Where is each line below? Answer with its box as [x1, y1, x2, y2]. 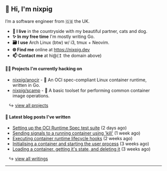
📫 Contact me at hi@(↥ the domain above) [12, 52, 102, 58]
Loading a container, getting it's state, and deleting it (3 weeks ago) [12, 146, 151, 152]
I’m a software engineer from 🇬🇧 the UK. [5, 18, 90, 24]
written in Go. [12, 82, 40, 88]
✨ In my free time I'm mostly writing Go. [12, 33, 95, 39]
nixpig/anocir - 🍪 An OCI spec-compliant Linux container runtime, [12, 77, 147, 83]
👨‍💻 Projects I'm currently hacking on [5, 66, 83, 72]
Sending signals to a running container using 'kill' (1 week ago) [12, 130, 141, 136]
